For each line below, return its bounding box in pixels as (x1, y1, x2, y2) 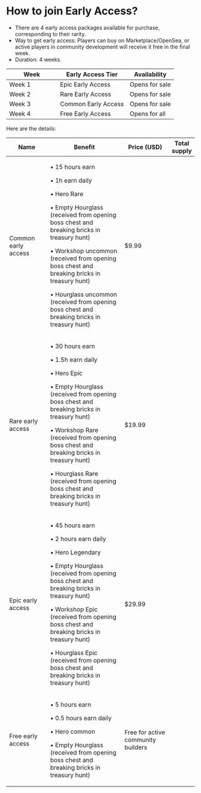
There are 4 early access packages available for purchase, (14, 24, 160, 31)
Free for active (124, 728, 166, 736)
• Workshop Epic (50, 605, 98, 613)
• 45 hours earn (50, 521, 96, 529)
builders (124, 743, 148, 751)
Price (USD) (128, 143, 163, 151)
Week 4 (9, 109, 31, 118)
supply (171, 146, 193, 155)
